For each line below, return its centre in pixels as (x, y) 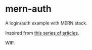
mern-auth (28, 9)
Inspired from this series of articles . (42, 33)
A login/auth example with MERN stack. (46, 23)
